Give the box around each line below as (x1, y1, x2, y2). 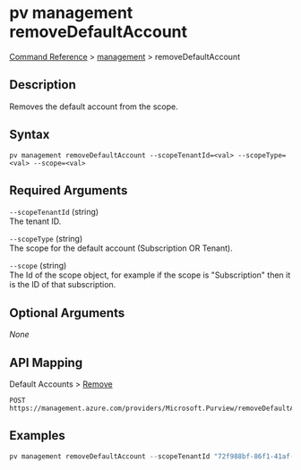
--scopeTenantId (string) (9, 207, 99, 218)
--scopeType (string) (9, 234, 83, 244)
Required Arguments (9, 183, 128, 198)
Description (9, 77, 76, 92)
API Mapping (9, 355, 83, 370)
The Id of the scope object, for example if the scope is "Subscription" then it (9, 269, 291, 280)
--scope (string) (9, 261, 67, 271)
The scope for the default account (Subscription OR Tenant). (9, 243, 233, 253)
